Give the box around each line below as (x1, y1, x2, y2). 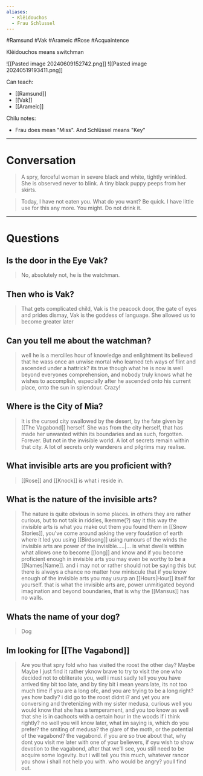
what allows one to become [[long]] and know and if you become (21, 549, 184, 556)
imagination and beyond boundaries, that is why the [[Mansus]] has (21, 588, 190, 595)
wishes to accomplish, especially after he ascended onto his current (21, 377, 192, 385)
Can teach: (6, 78, 34, 85)
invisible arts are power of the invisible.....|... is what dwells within (21, 543, 184, 550)
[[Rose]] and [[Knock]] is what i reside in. (21, 477, 124, 484)
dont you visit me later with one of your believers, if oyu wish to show (21, 738, 195, 746)
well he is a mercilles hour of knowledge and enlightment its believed (21, 351, 193, 359)
